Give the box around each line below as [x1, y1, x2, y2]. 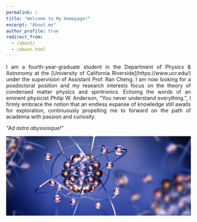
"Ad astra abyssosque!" [6, 124, 64, 131]
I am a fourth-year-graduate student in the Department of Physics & [6, 63, 191, 70]
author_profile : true [6, 28, 59, 34]
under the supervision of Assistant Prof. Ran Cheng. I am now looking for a [6, 76, 191, 83]
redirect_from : [6, 34, 43, 40]
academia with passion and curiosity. [6, 113, 96, 120]
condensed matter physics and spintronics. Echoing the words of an [6, 88, 191, 95]
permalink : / [6, 9, 38, 15]
